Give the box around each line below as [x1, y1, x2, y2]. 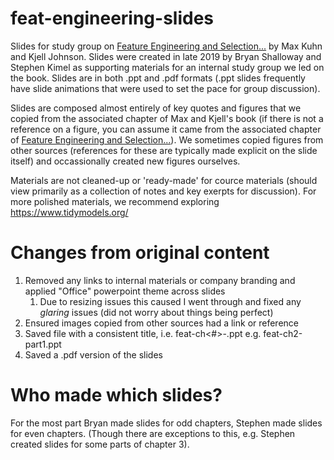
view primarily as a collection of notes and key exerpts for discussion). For [10, 185, 317, 197]
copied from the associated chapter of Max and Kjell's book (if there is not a [10, 112, 324, 124]
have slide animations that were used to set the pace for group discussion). [10, 82, 321, 94]
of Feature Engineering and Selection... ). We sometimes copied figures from [10, 133, 324, 146]
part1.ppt [24, 338, 62, 350]
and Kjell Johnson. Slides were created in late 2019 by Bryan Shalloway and [10, 50, 322, 62]
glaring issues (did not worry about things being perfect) [39, 306, 274, 318]
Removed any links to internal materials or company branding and [24, 274, 296, 286]
